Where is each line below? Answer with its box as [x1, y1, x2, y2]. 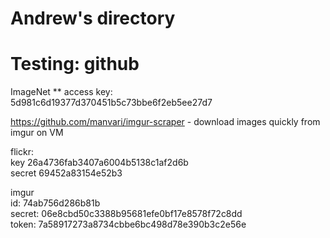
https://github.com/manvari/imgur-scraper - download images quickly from [10, 116, 321, 128]
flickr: [10, 146, 34, 158]
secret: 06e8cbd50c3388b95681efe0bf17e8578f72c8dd [10, 208, 243, 220]
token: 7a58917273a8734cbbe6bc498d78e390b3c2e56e [10, 218, 247, 231]
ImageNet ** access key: [10, 86, 113, 98]
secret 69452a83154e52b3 [10, 167, 123, 179]
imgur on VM [10, 127, 64, 139]
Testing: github [10, 53, 140, 76]
